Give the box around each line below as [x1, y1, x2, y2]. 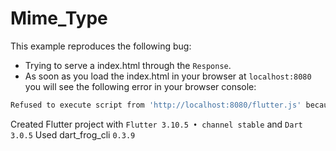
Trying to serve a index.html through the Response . [24, 59, 232, 71]
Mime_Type [10, 7, 108, 30]
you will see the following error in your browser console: [24, 80, 257, 92]
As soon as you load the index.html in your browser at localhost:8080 [24, 70, 312, 82]
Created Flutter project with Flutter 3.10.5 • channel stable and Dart [10, 118, 303, 130]
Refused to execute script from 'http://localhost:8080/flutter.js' [10, 100, 302, 110]
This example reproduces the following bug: [10, 40, 192, 52]
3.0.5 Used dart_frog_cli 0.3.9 [10, 128, 136, 141]
